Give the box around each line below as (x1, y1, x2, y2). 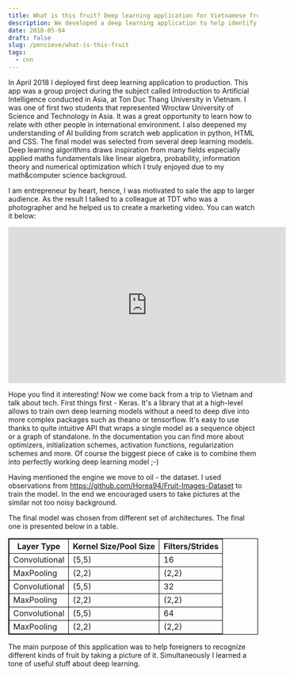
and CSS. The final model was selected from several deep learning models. (8, 136, 254, 146)
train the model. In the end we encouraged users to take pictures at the (8, 489, 240, 498)
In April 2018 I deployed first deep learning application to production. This (8, 77, 249, 87)
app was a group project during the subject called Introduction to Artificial (8, 86, 250, 95)
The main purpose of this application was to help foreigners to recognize (8, 642, 246, 651)
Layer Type (17, 540, 61, 551)
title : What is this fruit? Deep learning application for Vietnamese (8, 11, 246, 20)
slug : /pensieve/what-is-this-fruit (8, 41, 129, 49)
